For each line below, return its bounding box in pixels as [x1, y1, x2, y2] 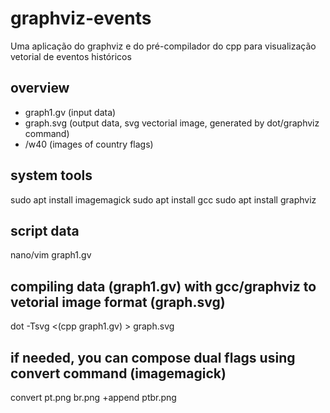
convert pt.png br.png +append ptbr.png [10, 392, 177, 403]
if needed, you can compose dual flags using [10, 349, 296, 366]
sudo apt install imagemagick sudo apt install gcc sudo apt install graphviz [10, 193, 317, 206]
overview [10, 80, 70, 97]
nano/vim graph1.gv [10, 249, 92, 261]
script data [10, 222, 80, 239]
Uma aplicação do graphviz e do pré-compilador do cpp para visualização [10, 40, 317, 52]
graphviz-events [10, 7, 152, 30]
